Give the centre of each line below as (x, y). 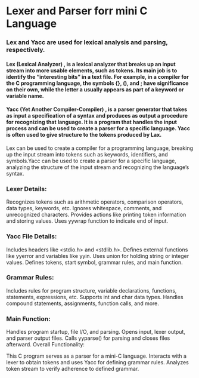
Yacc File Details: (32, 236)
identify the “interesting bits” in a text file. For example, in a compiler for (97, 76)
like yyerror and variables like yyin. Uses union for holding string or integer (98, 256)
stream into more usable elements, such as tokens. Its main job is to (92, 70)
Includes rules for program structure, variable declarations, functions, (91, 290)
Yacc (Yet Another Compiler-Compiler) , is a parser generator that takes (97, 109)
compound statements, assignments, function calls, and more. (83, 303)
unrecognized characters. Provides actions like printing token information (96, 215)
